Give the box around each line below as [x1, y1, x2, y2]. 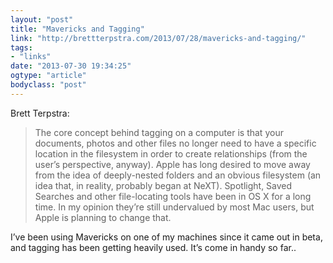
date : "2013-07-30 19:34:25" [10, 61, 132, 71]
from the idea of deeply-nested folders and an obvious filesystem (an [34, 169, 322, 181]
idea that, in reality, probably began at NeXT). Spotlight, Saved [34, 179, 293, 191]
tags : [10, 42, 33, 53]
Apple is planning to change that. [34, 211, 172, 223]
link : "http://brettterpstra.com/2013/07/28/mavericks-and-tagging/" [10, 33, 307, 43]
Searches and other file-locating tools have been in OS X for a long [34, 190, 312, 202]
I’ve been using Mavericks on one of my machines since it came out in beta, [10, 231, 323, 243]
